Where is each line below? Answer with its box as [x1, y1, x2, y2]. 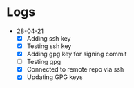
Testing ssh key [26, 42, 72, 50]
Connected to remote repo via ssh [26, 65, 124, 74]
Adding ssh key [26, 34, 71, 42]
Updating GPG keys [26, 73, 84, 81]
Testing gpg [26, 58, 61, 66]
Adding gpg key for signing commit [26, 49, 127, 58]
